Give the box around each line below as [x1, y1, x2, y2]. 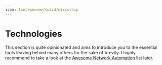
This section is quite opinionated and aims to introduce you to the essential [5, 44, 158, 50]
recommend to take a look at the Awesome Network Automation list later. [5, 55, 154, 61]
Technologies [5, 28, 63, 39]
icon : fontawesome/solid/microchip [5, 7, 79, 12]
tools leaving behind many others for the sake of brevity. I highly [5, 49, 136, 55]
